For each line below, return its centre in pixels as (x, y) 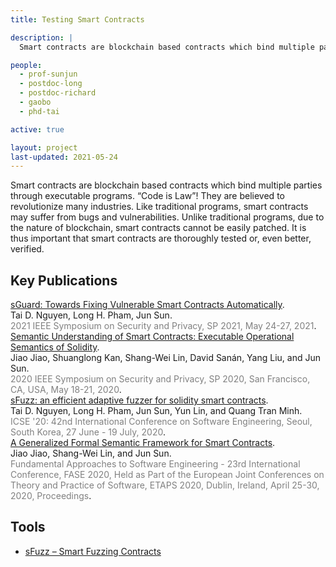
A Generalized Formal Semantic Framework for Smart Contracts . (143, 443)
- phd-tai (39, 111)
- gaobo (35, 102)
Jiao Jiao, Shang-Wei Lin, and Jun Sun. (91, 453)
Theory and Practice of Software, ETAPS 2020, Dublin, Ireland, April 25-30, (165, 485)
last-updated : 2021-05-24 (64, 157)
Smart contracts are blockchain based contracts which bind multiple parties (166, 185)
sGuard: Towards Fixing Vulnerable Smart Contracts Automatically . (147, 305)
